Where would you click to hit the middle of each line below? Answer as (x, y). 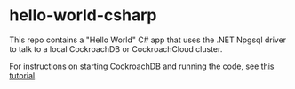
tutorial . (23, 75)
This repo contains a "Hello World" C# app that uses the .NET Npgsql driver (148, 40)
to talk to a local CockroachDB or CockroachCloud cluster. (116, 48)
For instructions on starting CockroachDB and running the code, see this (142, 66)
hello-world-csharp (83, 15)
